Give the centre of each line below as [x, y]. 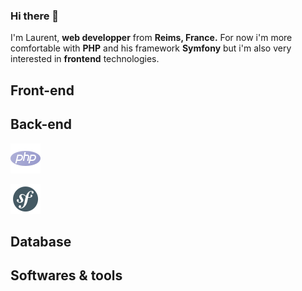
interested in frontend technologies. [85, 59]
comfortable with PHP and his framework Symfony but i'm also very [151, 48]
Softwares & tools [66, 275]
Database [41, 241]
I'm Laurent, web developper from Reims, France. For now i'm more [151, 38]
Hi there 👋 [35, 16]
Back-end [41, 124]
